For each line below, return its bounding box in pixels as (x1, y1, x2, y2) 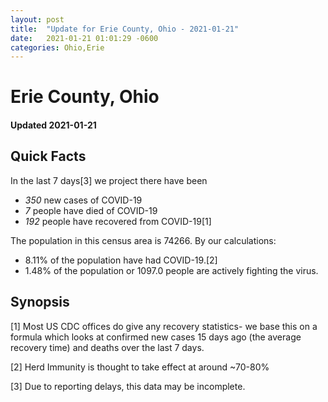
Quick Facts (10, 148, 87, 165)
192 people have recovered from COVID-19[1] (24, 215, 212, 227)
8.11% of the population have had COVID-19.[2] (24, 254, 218, 266)
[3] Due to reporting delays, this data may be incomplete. (10, 380, 246, 392)
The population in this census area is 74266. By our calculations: (10, 234, 277, 246)
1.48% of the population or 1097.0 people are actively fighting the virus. (24, 264, 319, 276)
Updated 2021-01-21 (10, 119, 97, 131)
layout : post (10, 14, 65, 25)
